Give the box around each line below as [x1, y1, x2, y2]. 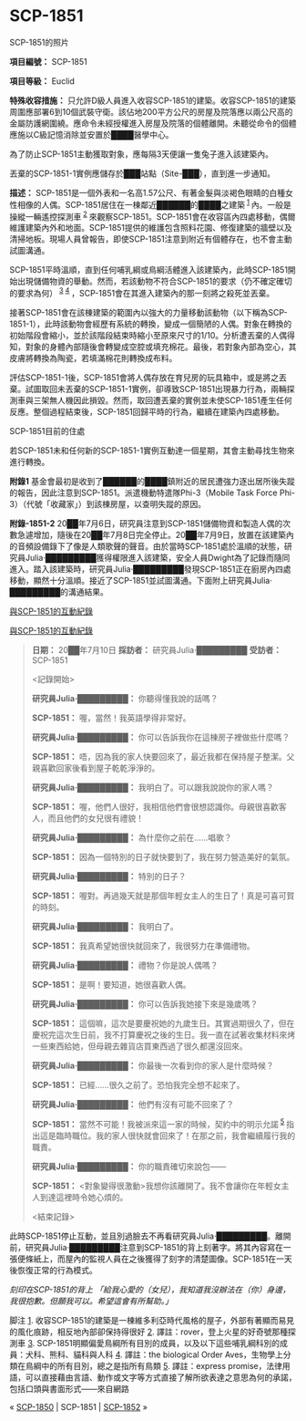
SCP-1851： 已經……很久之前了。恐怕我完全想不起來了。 [31, 1079, 245, 1090]
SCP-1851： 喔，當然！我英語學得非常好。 [31, 712, 191, 723]
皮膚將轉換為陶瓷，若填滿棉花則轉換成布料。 [9, 352, 178, 363]
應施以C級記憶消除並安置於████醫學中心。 [9, 129, 174, 140]
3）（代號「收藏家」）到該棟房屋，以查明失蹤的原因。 [9, 498, 207, 509]
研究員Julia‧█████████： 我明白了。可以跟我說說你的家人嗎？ [31, 782, 275, 793]
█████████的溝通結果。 [9, 586, 109, 597]
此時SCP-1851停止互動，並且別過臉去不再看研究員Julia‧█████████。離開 [9, 1230, 291, 1241]
